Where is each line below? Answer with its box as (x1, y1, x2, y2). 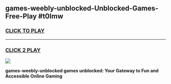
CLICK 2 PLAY (5, 46, 41, 53)
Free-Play (5, 12, 37, 21)
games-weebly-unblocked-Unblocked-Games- (5, 4, 159, 13)
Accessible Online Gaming (5, 73, 63, 79)
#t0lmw (38, 12, 64, 21)
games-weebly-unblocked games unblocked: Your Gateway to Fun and (5, 67, 159, 73)
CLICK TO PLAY (5, 27, 45, 35)
